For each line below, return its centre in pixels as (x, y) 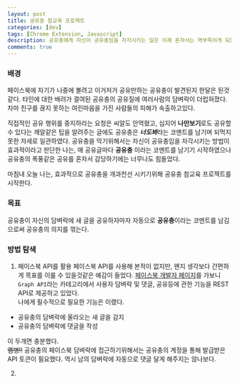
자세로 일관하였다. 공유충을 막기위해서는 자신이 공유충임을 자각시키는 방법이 (125, 141)
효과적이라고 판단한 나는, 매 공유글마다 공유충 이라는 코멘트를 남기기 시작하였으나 (119, 150)
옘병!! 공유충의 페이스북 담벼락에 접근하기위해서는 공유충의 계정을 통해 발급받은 (117, 349)
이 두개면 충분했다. (33, 341)
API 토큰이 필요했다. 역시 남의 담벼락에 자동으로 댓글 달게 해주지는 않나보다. (112, 359)
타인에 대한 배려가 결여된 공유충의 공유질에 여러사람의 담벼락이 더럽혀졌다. (125, 99)
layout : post (27, 14)
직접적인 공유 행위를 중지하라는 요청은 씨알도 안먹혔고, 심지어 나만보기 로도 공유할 (119, 123)
